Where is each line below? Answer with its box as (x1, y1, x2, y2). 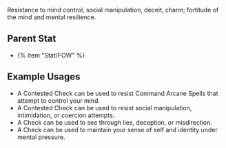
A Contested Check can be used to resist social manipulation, (17, 103, 192, 112)
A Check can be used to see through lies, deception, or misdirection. (17, 118, 212, 126)
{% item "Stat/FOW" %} (17, 51, 85, 59)
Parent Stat (7, 33, 56, 45)
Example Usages (7, 71, 81, 83)
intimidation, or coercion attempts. (17, 111, 115, 119)
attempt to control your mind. (17, 96, 100, 105)
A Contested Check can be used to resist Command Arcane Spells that (17, 89, 218, 97)
